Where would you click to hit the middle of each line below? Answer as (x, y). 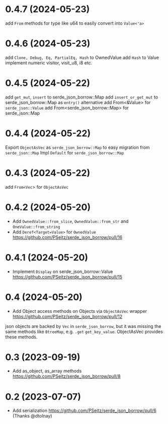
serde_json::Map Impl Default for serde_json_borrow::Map (65, 152)
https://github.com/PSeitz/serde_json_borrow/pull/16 (67, 237)
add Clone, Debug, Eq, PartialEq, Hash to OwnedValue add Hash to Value (82, 57)
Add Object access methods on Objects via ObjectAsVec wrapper (80, 311)
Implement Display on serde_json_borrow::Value (63, 271)
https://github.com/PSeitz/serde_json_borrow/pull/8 (66, 376)
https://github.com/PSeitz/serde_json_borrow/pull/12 (67, 316)
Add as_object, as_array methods (47, 371)
